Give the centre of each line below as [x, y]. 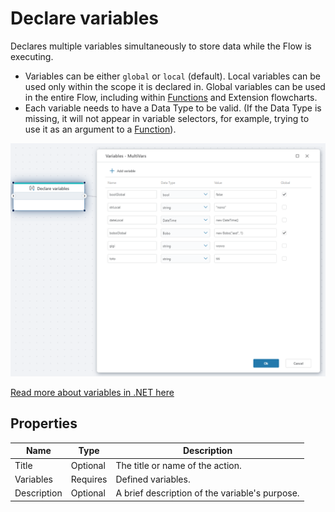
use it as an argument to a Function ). [100, 129]
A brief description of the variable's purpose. [207, 493]
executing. [32, 56]
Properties [44, 423]
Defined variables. [153, 479]
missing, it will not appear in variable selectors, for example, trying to [167, 118]
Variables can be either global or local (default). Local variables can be [173, 76]
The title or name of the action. [178, 465]
